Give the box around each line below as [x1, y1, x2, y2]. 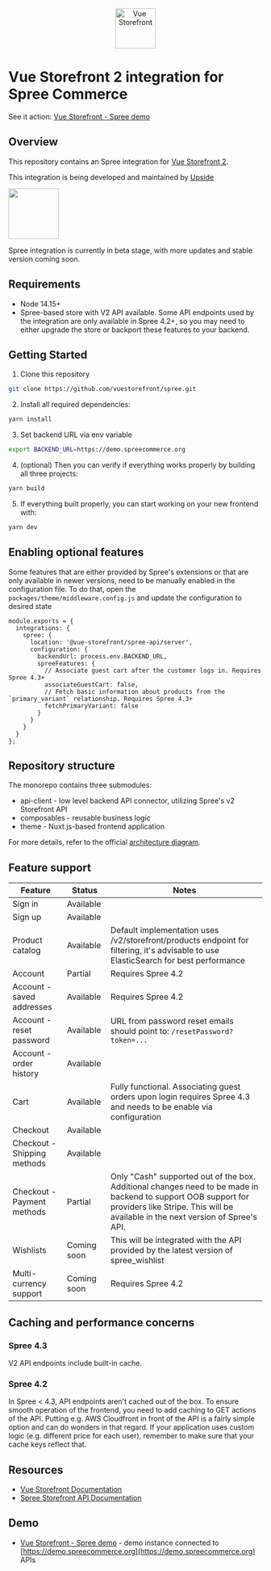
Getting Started [8, 347, 88, 362]
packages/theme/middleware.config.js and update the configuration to [8, 593, 242, 603]
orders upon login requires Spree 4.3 [110, 1091, 251, 1103]
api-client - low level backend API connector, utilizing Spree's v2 [19, 796, 236, 806]
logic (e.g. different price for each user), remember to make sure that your [8, 1431, 255, 1441]
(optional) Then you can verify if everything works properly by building [19, 460, 256, 469]
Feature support [8, 860, 91, 875]
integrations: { [15, 624, 70, 632]
